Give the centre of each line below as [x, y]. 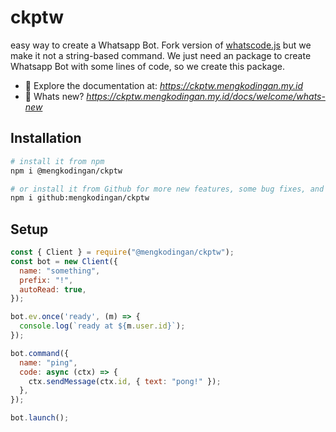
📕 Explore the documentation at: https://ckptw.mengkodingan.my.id [163, 85]
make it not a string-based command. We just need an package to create [161, 55]
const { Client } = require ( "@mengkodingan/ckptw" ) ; [122, 252]
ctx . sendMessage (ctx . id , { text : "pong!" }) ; [125, 381]
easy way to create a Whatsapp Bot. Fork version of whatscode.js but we [161, 45]
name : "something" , [60, 271]
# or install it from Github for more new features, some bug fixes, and [167, 189]
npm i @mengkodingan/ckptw [66, 171]
